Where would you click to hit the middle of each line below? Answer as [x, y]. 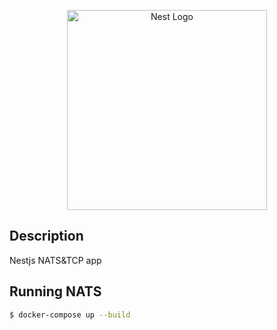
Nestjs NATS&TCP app [55, 260]
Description [46, 236]
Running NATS [55, 291]
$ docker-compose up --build [70, 315]
